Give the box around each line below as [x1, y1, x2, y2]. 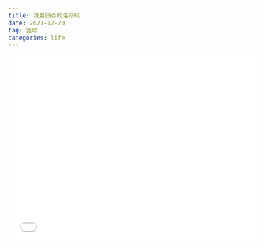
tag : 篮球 [8, 26, 38, 34]
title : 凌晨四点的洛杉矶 [8, 11, 81, 20]
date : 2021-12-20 [8, 19, 66, 27]
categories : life [8, 33, 66, 42]
